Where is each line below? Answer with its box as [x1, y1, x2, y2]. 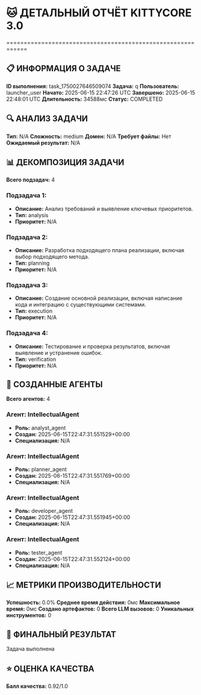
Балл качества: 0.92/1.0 [6, 682, 68, 690]
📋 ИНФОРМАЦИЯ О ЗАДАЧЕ [6, 63, 122, 74]
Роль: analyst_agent [14, 424, 66, 431]
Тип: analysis [14, 211, 49, 218]
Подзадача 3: [6, 281, 48, 289]
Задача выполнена [6, 646, 55, 653]
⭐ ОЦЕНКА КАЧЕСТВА [6, 664, 94, 674]
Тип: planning [14, 259, 50, 267]
